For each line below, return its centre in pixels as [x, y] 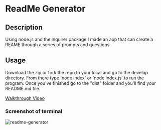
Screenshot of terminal [34, 111]
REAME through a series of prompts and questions [57, 45]
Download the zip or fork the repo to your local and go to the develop [77, 72]
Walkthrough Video [25, 98]
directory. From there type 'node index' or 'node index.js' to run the [75, 78]
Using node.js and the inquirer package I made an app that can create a [79, 39]
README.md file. [23, 88]
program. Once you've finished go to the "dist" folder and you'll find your [81, 83]
